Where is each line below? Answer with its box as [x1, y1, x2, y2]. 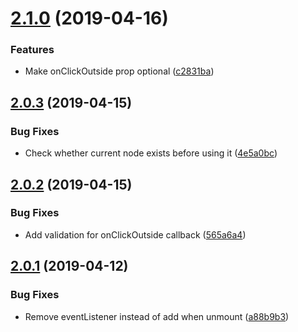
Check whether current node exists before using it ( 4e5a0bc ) [24, 147, 278, 159]
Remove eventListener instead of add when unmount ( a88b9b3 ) [24, 310, 290, 322]
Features [10, 43, 55, 57]
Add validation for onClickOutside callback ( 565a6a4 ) [24, 228, 247, 241]
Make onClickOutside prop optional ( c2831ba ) [24, 65, 215, 77]
